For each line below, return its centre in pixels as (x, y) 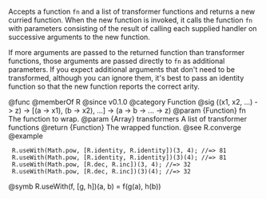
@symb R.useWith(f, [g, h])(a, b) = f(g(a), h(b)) (85, 186)
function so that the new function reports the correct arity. (104, 86)
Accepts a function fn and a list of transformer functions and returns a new (132, 12)
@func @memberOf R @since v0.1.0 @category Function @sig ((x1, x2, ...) (131, 102)
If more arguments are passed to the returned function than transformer (127, 52)
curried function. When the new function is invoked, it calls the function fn (131, 20)
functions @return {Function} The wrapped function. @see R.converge (125, 127)
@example (26, 136)
